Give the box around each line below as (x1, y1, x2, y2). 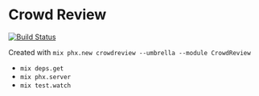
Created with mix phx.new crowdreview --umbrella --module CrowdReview (8, 47, 251, 57)
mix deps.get (19, 64, 64, 73)
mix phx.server (19, 73, 72, 81)
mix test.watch (19, 82, 72, 90)
